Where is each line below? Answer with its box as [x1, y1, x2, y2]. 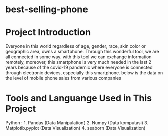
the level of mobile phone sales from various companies [5, 75, 122, 81]
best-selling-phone [5, 4, 88, 15]
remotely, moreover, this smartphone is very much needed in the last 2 [5, 59, 152, 65]
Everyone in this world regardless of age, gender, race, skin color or [5, 43, 146, 49]
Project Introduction [5, 27, 91, 38]
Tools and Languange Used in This [5, 93, 152, 104]
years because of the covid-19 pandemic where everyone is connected [5, 64, 153, 71]
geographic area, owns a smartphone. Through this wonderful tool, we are [5, 49, 159, 55]
